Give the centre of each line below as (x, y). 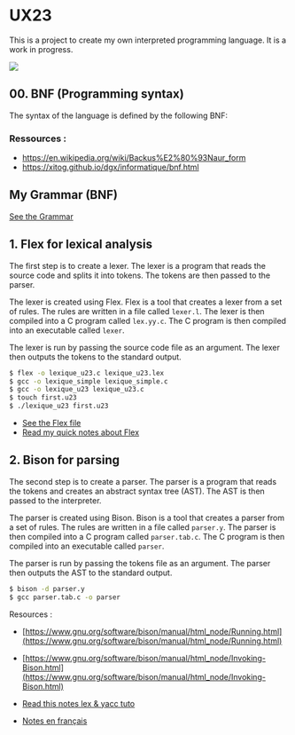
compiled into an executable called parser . (87, 546)
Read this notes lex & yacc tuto (78, 703)
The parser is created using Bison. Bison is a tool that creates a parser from (147, 518)
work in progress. (41, 49)
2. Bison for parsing (65, 460)
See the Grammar (41, 216)
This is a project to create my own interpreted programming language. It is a (147, 40)
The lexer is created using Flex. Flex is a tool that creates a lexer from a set (146, 302)
